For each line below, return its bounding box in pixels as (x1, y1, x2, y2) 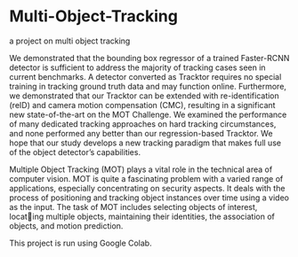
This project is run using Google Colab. (9, 238, 153, 248)
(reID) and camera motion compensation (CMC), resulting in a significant (9, 99, 276, 110)
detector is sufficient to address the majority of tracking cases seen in (9, 62, 266, 73)
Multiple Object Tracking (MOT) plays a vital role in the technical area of (9, 164, 273, 175)
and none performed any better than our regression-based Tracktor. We (9, 128, 273, 138)
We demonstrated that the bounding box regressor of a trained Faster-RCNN (9, 52, 290, 63)
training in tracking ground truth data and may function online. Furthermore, (9, 81, 287, 91)
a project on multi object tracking (9, 35, 131, 46)
